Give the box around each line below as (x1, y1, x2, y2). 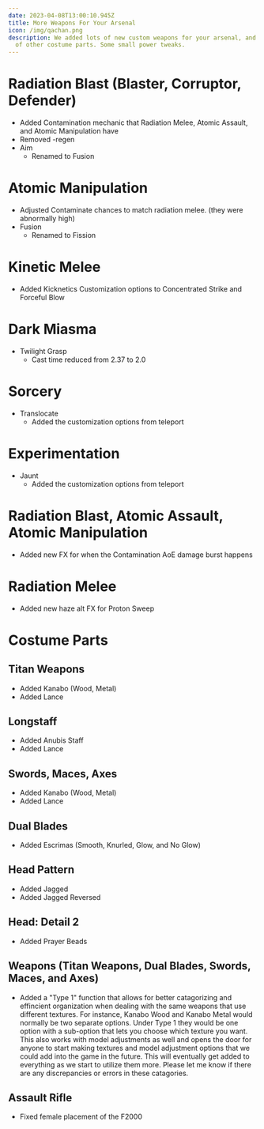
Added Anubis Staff (19, 736, 85, 745)
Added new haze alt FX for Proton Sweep (19, 604, 155, 613)
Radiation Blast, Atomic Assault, (8, 506, 224, 525)
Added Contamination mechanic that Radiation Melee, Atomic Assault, (19, 118, 248, 127)
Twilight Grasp (19, 346, 67, 356)
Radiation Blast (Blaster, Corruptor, (8, 75, 242, 93)
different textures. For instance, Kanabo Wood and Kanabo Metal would (19, 1009, 253, 1019)
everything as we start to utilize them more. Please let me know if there (19, 1059, 251, 1069)
